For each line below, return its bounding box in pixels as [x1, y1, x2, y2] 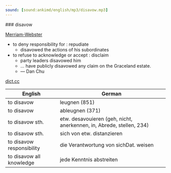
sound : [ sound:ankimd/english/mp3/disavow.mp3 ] [5, 7, 108, 13]
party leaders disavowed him [20, 57, 81, 64]
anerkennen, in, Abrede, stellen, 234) [60, 122, 149, 129]
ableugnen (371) [60, 107, 101, 114]
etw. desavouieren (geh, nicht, [60, 115, 133, 122]
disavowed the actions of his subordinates [20, 46, 109, 52]
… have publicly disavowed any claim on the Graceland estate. [20, 63, 151, 69]
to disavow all [8, 153, 41, 160]
